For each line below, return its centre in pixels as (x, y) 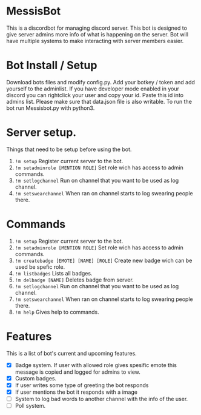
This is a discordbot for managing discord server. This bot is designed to (97, 28)
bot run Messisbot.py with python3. (51, 108)
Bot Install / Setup (52, 66)
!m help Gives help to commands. (57, 312)
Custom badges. (36, 378)
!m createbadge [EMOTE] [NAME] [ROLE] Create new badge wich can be (104, 260)
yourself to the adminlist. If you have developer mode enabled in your (93, 89)
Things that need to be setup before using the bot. (69, 149)
